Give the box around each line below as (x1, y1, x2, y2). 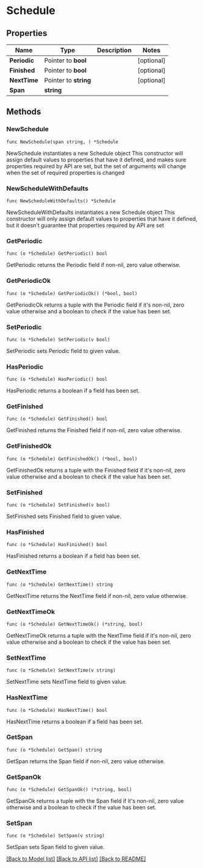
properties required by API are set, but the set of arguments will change (6, 162, 187, 169)
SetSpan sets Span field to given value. (6, 844, 105, 851)
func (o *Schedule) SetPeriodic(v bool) (6, 336, 111, 343)
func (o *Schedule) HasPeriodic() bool (6, 376, 108, 383)
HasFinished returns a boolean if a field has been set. (6, 552, 141, 560)
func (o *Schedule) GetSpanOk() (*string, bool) (6, 787, 132, 793)
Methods (6, 107, 41, 117)
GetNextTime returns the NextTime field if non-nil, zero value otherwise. (6, 592, 188, 599)
